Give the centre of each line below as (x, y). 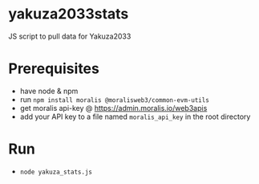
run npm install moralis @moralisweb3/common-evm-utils (115, 99)
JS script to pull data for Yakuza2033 (70, 36)
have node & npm (49, 91)
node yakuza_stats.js (56, 172)
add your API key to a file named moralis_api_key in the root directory (135, 117)
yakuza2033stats (69, 14)
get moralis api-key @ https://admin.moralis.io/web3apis (113, 108)
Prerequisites (54, 69)
